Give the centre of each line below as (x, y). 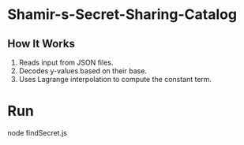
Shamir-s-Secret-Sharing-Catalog (122, 15)
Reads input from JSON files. (66, 62)
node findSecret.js (38, 132)
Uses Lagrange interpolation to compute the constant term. (115, 79)
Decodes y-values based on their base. (83, 71)
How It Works (41, 44)
